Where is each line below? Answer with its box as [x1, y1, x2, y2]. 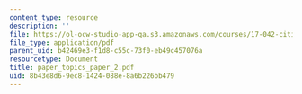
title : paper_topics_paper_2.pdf [9, 64, 135, 73]
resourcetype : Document [9, 55, 99, 64]
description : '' [9, 21, 70, 30]
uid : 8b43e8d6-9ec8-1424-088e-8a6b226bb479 [9, 72, 175, 81]
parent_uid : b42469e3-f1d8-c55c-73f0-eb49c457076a [9, 47, 203, 56]
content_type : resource [9, 13, 99, 22]
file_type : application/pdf [9, 38, 115, 47]
